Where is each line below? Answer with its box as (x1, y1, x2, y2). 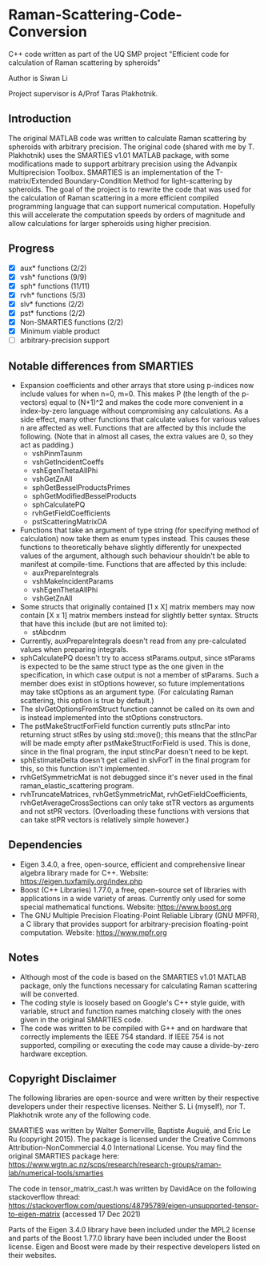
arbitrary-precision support (19, 335, 110, 346)
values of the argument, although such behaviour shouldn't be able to (19, 551, 250, 560)
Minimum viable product (19, 326, 100, 336)
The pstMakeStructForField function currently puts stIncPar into (19, 721, 230, 730)
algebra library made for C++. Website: (19, 868, 150, 877)
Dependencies (8, 838, 82, 851)
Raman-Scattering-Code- (8, 6, 182, 24)
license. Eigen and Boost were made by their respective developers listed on (8, 1242, 261, 1252)
